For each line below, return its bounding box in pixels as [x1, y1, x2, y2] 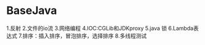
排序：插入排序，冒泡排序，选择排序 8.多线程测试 [22, 32, 147, 40]
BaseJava [6, 4, 58, 18]
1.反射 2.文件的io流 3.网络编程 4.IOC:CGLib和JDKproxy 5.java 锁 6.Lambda [6, 24, 194, 32]
